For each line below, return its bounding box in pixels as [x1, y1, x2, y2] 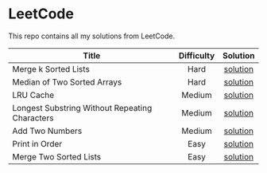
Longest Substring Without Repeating [12, 102, 153, 113]
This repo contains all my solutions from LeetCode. [8, 31, 176, 41]
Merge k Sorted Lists [12, 63, 90, 74]
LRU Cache [12, 89, 55, 100]
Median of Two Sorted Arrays [12, 77, 122, 88]
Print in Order [12, 138, 63, 149]
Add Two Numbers [12, 125, 83, 136]
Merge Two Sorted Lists [12, 151, 102, 162]
